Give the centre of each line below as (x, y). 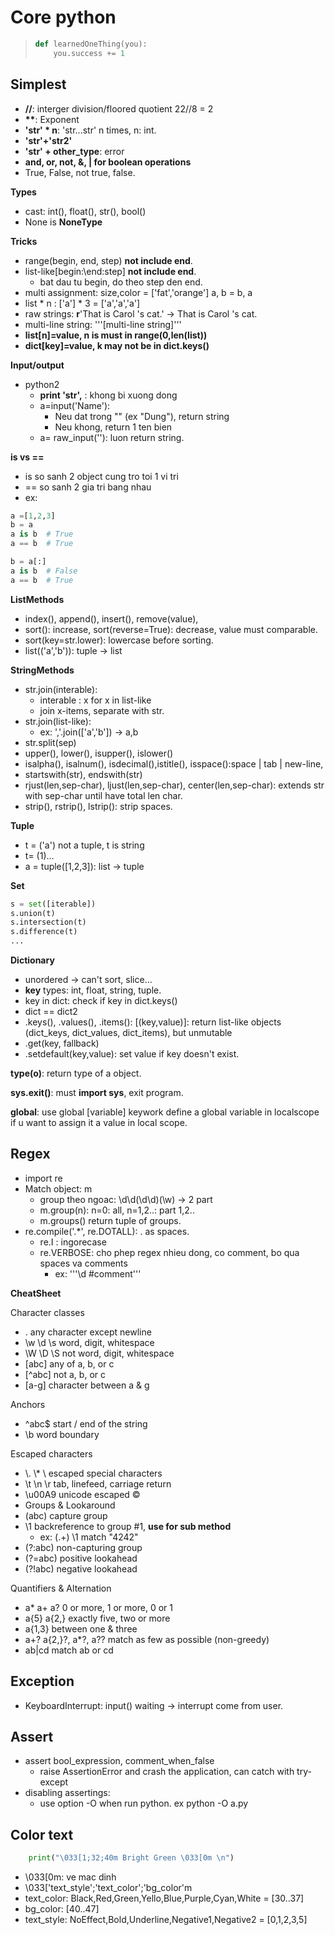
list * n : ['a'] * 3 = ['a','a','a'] (82, 303)
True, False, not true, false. (80, 172)
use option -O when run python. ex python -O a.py (144, 1803)
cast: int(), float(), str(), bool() (85, 211)
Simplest (38, 84)
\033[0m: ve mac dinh (70, 1877)
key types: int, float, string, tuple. (93, 990)
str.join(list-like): (58, 721)
